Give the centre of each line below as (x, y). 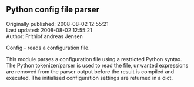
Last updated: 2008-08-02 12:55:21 (49, 30)
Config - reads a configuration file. (48, 48)
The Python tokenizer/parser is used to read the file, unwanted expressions (97, 65)
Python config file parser (53, 10)
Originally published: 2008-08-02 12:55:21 (57, 24)
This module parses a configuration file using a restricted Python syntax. (94, 59)
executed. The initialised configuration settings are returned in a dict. (90, 78)
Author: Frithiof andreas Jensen (45, 36)
